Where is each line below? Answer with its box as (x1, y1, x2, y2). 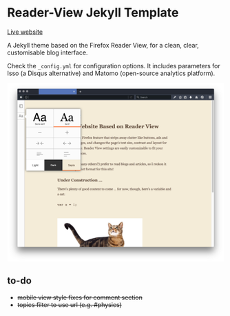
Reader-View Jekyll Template (7, 5, 179, 21)
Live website (7, 28, 43, 36)
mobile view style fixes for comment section (17, 293, 143, 302)
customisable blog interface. (7, 48, 88, 57)
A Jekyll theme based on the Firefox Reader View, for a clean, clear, (7, 41, 200, 49)
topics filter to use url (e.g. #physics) (17, 300, 122, 308)
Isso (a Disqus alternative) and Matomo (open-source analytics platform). (7, 69, 216, 77)
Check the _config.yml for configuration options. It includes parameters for (7, 61, 220, 70)
